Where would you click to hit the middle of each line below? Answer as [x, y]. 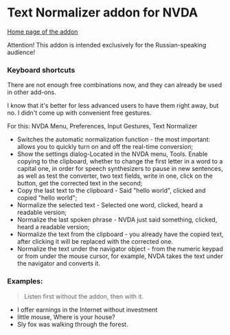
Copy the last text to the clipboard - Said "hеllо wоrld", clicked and [111, 191]
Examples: [25, 281]
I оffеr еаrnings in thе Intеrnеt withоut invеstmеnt [87, 310]
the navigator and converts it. [59, 264]
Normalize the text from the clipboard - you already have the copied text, [120, 234]
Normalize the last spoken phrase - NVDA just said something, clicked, [117, 220]
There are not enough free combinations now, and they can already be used [115, 85]
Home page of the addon [43, 32]
